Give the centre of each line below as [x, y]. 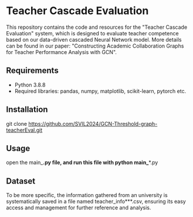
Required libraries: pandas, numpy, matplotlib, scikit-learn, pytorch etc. [100, 91]
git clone [17, 123]
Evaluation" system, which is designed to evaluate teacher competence [92, 33]
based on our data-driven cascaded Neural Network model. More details [94, 39]
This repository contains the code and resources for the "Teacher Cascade [97, 27]
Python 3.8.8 [30, 85]
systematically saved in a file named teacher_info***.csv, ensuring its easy [96, 202]
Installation [27, 110]
